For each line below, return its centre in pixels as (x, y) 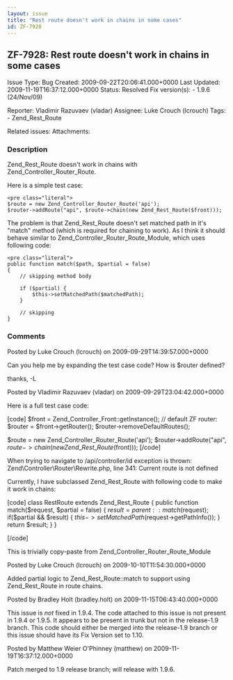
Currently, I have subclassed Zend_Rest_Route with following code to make (115, 481)
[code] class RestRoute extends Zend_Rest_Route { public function (103, 502)
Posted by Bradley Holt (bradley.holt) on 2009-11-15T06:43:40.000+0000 (113, 599)
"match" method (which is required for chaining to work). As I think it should (116, 231)
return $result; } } (32, 524)
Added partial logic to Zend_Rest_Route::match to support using (99, 578)
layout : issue (28, 14)
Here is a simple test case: (45, 186)
